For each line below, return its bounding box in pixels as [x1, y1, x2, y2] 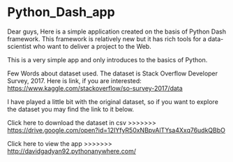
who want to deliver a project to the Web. [33, 42, 151, 50]
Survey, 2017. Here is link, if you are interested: [7, 76, 142, 84]
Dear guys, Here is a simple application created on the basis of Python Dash [7, 27, 227, 36]
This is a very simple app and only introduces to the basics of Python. [7, 55, 208, 64]
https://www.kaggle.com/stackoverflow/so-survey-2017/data [7, 84, 183, 92]
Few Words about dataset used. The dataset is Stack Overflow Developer [7, 69, 218, 78]
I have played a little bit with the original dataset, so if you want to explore [7, 97, 218, 105]
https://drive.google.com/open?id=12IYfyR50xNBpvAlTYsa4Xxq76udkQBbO [7, 126, 225, 134]
